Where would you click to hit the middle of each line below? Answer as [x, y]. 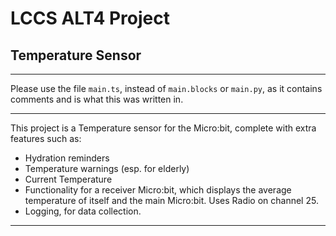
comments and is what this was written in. [97, 99]
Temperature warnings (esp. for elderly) [107, 168]
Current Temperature [68, 179]
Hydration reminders [67, 158]
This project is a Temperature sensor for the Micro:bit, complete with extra [163, 128]
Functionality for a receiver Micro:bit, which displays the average [158, 190]
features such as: [46, 138]
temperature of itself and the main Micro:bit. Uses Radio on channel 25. [171, 200]
